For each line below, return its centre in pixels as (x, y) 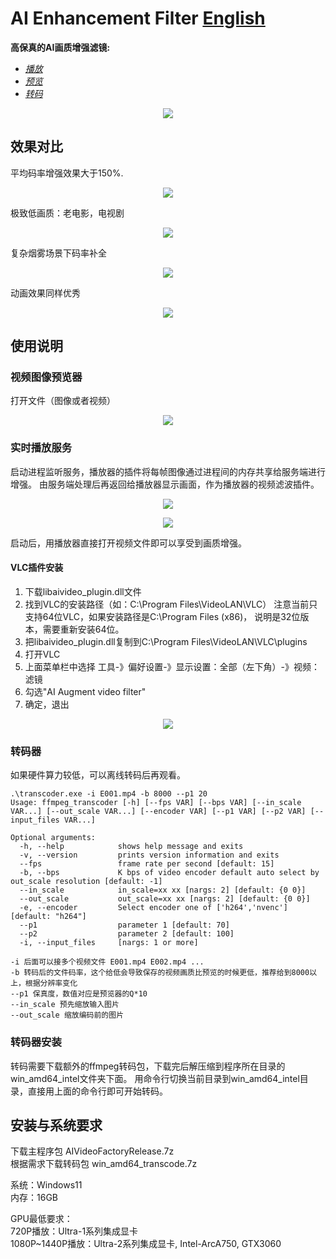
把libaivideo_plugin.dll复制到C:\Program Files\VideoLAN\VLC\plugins (166, 641)
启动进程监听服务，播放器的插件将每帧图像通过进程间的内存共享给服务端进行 (168, 471)
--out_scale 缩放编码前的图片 (67, 1015)
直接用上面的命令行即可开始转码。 (97, 1091)
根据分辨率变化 (51, 983)
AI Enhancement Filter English (138, 18)
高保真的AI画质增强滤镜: (60, 47)
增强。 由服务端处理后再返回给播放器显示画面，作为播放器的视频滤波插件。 (165, 484)
